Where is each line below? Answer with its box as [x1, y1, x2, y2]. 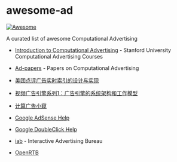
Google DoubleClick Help [14, 126, 78, 133]
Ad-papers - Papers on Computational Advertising [14, 64, 139, 72]
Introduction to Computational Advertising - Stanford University [14, 46, 172, 54]
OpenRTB [14, 149, 39, 156]
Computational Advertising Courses [14, 53, 103, 60]
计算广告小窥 [14, 102, 47, 109]
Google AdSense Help [14, 114, 70, 121]
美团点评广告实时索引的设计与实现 [14, 77, 99, 84]
